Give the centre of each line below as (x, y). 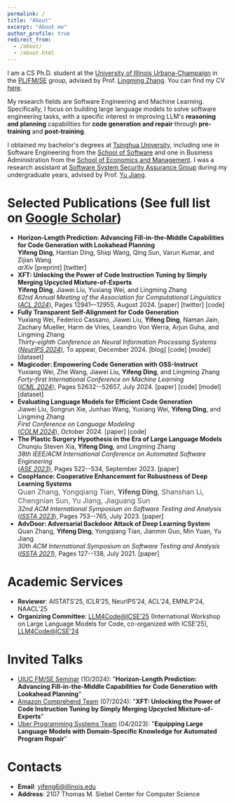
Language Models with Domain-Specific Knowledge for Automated (117, 731)
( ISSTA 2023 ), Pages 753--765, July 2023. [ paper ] (90, 516)
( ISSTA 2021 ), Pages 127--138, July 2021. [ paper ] (88, 553)
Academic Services (65, 582)
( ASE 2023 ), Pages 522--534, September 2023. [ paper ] (98, 468)
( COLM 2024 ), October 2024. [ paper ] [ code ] (82, 431)
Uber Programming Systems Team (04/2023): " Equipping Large (110, 723)
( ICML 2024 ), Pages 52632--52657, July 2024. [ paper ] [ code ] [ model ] (119, 386)
